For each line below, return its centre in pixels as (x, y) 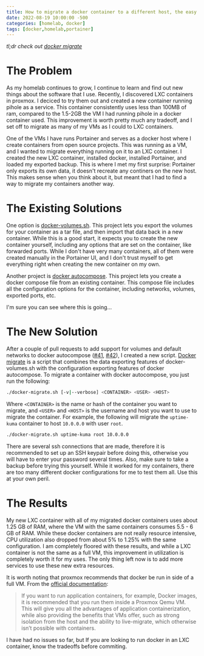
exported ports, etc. (31, 296)
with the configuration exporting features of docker (100, 368)
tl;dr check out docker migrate (44, 46)
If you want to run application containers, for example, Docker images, (109, 596)
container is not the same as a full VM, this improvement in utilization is (95, 552)
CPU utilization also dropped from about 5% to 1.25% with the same (91, 540)
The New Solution (52, 332)
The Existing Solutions (64, 209)
